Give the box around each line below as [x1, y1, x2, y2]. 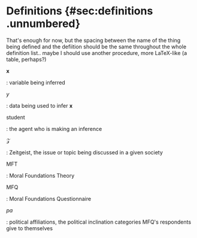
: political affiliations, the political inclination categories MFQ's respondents [6, 218, 192, 225]
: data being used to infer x [6, 102, 73, 109]
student [6, 114, 25, 121]
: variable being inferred [6, 79, 66, 86]
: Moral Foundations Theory [6, 172, 75, 179]
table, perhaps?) [6, 56, 47, 63]
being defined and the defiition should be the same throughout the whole [6, 43, 187, 50]
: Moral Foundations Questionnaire [6, 195, 92, 202]
